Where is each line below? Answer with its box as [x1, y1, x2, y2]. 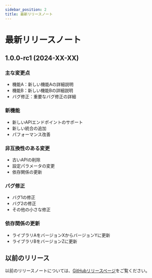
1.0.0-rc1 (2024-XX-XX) [5, 54, 79, 63]
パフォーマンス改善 [12, 131, 51, 137]
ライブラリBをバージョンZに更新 [12, 238, 78, 244]
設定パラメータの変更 [12, 163, 55, 169]
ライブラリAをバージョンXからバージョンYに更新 [12, 232, 110, 238]
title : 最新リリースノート [5, 12, 53, 17]
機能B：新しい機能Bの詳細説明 [12, 87, 74, 93]
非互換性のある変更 [5, 145, 50, 151]
